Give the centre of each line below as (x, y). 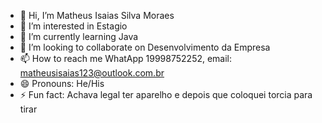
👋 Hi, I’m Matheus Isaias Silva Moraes (97, 15)
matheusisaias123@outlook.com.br (92, 73)
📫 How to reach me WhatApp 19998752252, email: (126, 58)
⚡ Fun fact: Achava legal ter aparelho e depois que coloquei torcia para (166, 94)
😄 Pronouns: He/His (62, 83)
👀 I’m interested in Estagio (73, 26)
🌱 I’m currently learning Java (79, 36)
